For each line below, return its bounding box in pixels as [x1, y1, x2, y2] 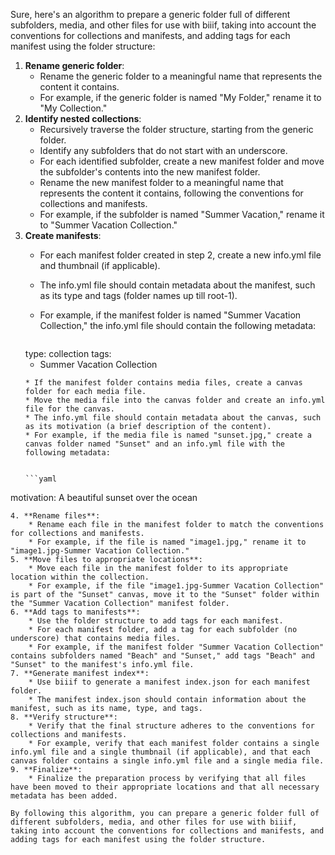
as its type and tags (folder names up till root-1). [39, 290, 238, 301]
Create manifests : [24, 230, 102, 241]
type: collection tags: [24, 348, 112, 359]
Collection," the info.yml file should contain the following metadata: [39, 320, 317, 331]
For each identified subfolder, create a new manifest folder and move [39, 155, 325, 167]
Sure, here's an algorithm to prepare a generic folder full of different [10, 9, 291, 20]
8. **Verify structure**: [10, 712, 118, 722]
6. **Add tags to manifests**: [10, 607, 141, 617]
